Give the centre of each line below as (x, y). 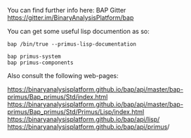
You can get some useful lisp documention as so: (78, 31)
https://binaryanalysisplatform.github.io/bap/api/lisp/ (84, 119)
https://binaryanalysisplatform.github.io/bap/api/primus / (88, 127)
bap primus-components (40, 63)
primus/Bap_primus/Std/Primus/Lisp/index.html (76, 112)
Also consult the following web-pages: (63, 76)
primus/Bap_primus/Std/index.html (58, 97)
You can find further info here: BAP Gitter (67, 10)
